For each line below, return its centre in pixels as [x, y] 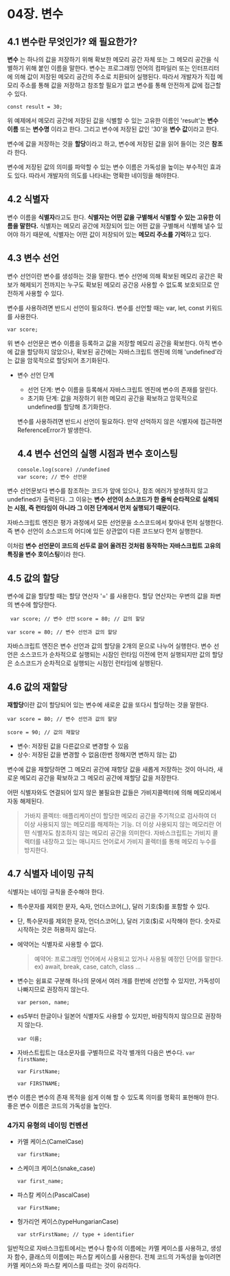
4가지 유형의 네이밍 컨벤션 [48, 1125]
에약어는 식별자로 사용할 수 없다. [60, 944]
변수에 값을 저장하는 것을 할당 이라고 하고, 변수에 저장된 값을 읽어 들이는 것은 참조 [115, 144]
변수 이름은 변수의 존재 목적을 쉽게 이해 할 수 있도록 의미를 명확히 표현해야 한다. [113, 1097]
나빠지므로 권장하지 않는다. [53, 989]
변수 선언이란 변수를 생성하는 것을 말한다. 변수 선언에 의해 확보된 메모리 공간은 [112, 276]
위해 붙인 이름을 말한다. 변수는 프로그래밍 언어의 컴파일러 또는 [107, 68]
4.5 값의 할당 [33, 578]
